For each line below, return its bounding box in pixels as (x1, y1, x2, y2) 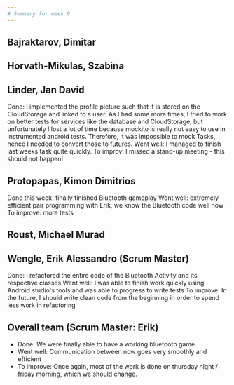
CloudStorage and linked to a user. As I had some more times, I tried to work (7, 110, 228, 119)
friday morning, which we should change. (17, 370, 138, 379)
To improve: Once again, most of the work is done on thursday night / (17, 363, 219, 371)
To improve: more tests (7, 208, 74, 217)
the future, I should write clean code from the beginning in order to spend (7, 294, 219, 302)
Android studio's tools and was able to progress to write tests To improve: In (7, 286, 227, 295)
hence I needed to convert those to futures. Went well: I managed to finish (7, 140, 221, 148)
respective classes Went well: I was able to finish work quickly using (7, 278, 205, 288)
